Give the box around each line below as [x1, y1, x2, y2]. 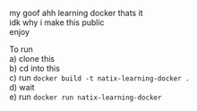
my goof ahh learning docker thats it [9, 8, 143, 18]
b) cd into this [9, 63, 61, 73]
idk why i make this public [9, 17, 105, 28]
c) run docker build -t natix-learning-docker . [9, 73, 190, 83]
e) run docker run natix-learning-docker [9, 91, 162, 102]
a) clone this [9, 54, 56, 64]
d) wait [9, 82, 35, 92]
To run [9, 44, 34, 55]
